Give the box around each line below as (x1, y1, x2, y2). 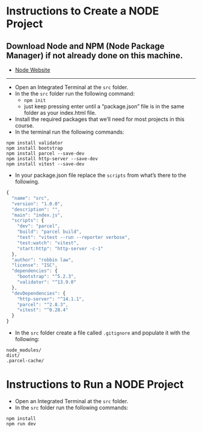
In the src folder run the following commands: (14, 404, 129, 411)
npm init (23, 97, 46, 103)
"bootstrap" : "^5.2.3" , (17, 274, 77, 280)
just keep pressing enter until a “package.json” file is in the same (23, 103, 185, 110)
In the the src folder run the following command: (14, 90, 135, 97)
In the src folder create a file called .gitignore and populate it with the (14, 329, 191, 336)
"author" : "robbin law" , (11, 257, 74, 263)
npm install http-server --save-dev (6, 156, 98, 162)
